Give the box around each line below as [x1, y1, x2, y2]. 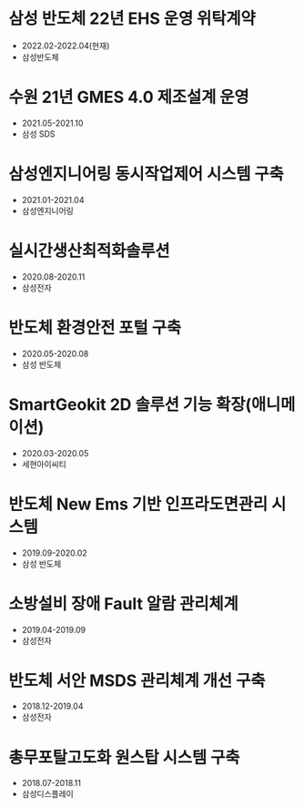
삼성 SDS [21, 128, 56, 139]
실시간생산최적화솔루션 [8, 240, 170, 261]
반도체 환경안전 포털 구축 [8, 317, 182, 338]
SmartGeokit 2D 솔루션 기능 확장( [8, 394, 252, 414]
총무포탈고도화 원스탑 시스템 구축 [8, 747, 240, 768]
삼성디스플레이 [21, 789, 74, 800]
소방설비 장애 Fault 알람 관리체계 [8, 593, 238, 614]
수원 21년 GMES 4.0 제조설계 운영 [8, 87, 249, 107]
